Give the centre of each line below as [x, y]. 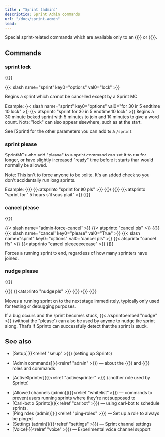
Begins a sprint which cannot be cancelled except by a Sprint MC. [72, 96]
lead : [11, 23]
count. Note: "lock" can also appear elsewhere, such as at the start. [74, 122]
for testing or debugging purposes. [41, 306]
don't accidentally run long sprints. [40, 180]
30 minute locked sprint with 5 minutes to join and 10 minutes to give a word [82, 117]
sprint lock [18, 67]
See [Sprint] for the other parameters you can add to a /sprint [68, 131]
